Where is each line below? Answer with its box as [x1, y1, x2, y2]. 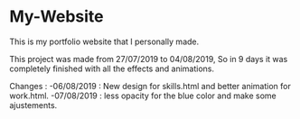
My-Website [9, 6, 104, 27]
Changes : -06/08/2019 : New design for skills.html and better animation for [9, 80, 291, 91]
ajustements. [9, 99, 58, 110]
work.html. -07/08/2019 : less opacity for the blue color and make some [9, 90, 277, 101]
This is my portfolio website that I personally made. [9, 36, 200, 47]
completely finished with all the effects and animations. [9, 63, 215, 74]
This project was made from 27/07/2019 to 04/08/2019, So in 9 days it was [9, 53, 288, 64]
